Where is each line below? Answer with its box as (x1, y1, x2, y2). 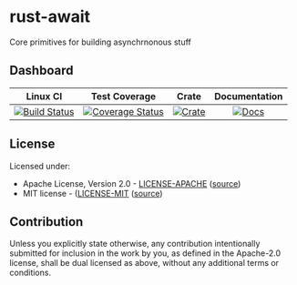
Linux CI (26, 89, 63, 102)
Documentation (213, 89, 283, 102)
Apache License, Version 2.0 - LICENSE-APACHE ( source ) (22, 178, 241, 188)
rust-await (9, 6, 91, 27)
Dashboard (9, 63, 74, 78)
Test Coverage (90, 89, 157, 102)
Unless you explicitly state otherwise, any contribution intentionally (9, 239, 261, 249)
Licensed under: (9, 160, 71, 171)
